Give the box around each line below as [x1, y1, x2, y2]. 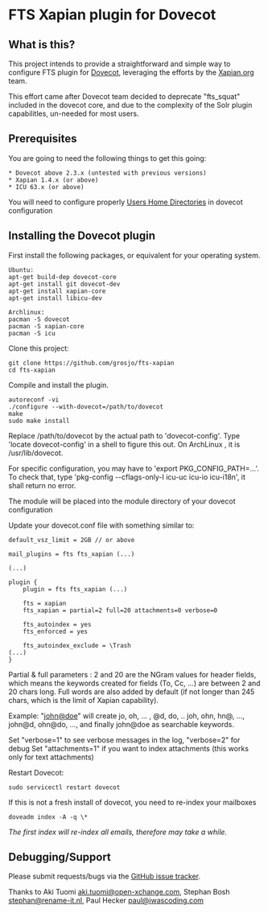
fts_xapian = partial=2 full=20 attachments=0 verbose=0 [23, 606, 218, 615]
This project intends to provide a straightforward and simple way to [8, 59, 231, 68]
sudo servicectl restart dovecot [8, 783, 121, 792]
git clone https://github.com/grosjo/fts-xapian [8, 359, 175, 367]
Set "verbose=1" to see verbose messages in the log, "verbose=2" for [8, 734, 241, 745]
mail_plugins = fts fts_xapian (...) [8, 549, 135, 558]
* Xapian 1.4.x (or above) [8, 175, 99, 184]
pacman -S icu [8, 329, 56, 337]
